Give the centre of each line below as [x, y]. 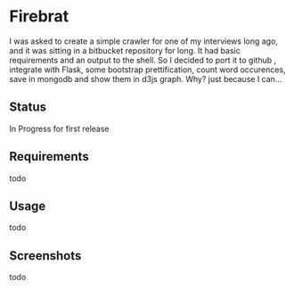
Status [28, 107]
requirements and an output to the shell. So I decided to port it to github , [143, 60]
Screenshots [45, 256]
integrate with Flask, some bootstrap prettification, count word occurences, [148, 70]
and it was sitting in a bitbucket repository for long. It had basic [125, 50]
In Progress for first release [59, 128]
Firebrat [39, 17]
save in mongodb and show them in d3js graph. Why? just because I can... [146, 78]
